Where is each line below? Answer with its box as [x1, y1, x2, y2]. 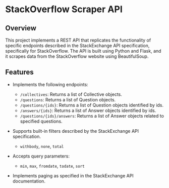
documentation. [12, 178, 45, 184]
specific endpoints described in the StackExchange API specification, [5, 43, 150, 49]
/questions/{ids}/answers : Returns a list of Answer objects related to [20, 112, 164, 119]
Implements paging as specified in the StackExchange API [12, 172, 134, 178]
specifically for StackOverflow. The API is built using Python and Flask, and [5, 48, 161, 54]
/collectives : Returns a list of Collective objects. [20, 91, 122, 97]
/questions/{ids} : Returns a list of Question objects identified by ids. [20, 102, 164, 108]
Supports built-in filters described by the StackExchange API [12, 128, 139, 134]
